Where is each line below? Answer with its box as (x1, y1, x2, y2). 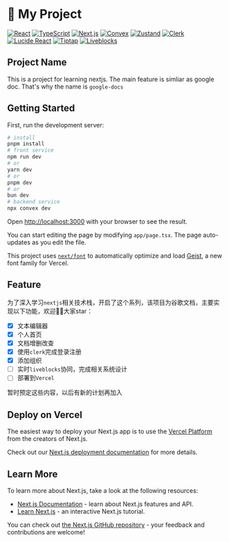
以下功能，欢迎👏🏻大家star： (12, 307, 93, 315)
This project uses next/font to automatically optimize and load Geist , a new (7, 252, 223, 260)
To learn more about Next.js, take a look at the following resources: (7, 486, 199, 494)
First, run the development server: (7, 120, 104, 129)
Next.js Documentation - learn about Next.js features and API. (17, 500, 194, 508)
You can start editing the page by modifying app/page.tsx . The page (7, 231, 202, 240)
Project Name (7, 57, 67, 69)
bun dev (7, 192, 30, 199)
